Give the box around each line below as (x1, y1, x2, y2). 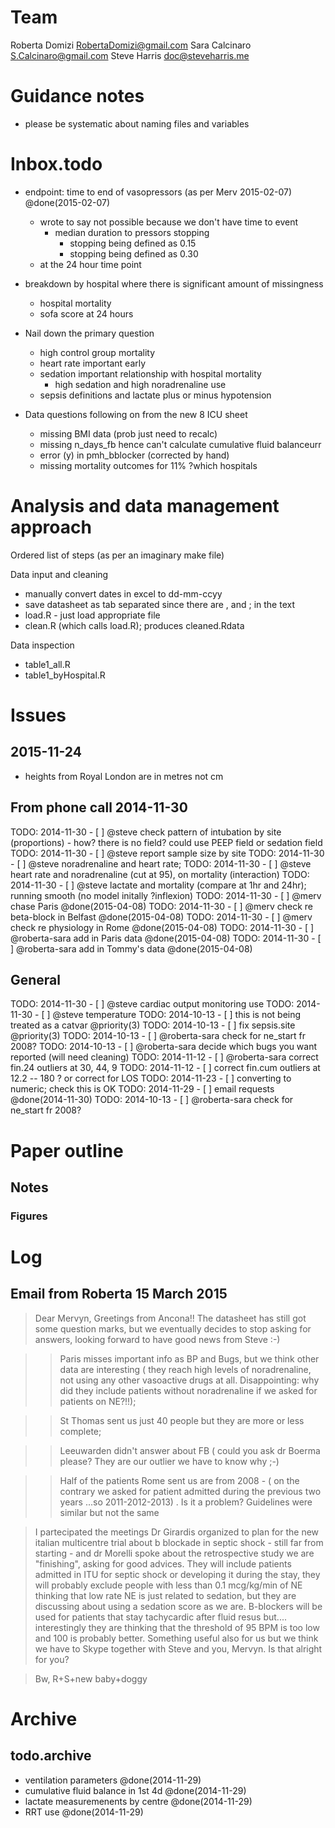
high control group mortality (39, 346, 156, 358)
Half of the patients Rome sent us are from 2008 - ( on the (59, 1474, 300, 1486)
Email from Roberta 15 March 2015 (10, 1286, 228, 1303)
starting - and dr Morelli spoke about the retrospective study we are (34, 1547, 315, 1559)
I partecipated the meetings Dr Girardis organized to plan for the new (34, 1526, 320, 1538)
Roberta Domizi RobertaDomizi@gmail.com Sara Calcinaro (10, 39, 252, 51)
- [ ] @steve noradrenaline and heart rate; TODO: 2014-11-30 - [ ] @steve (10, 857, 312, 870)
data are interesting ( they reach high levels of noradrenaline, (59, 1363, 312, 1375)
